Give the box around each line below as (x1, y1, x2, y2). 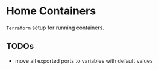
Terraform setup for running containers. (6, 24, 104, 31)
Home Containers (6, 4, 96, 18)
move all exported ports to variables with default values (14, 57, 153, 64)
